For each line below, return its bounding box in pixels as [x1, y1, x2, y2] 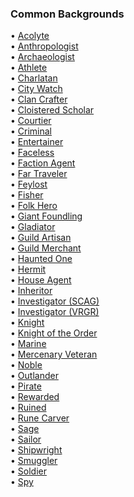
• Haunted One [10, 253, 73, 265]
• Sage [10, 423, 40, 435]
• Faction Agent [10, 157, 76, 169]
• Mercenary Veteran [10, 348, 98, 361]
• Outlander [10, 370, 59, 382]
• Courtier [10, 115, 52, 127]
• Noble [10, 359, 43, 371]
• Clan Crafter [10, 93, 68, 106]
